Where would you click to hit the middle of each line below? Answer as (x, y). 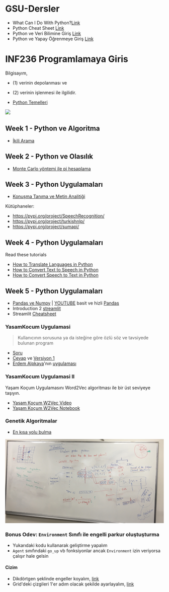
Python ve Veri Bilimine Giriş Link (47, 33)
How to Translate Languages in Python (53, 264)
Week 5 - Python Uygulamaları (54, 291)
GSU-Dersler (32, 9)
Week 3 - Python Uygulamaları (54, 184)
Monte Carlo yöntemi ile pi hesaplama (52, 169)
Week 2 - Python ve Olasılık (49, 157)
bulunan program (35, 343)
